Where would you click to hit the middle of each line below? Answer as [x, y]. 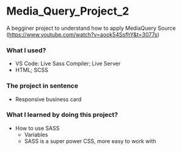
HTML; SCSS [32, 70]
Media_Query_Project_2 [68, 11]
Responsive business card [48, 99]
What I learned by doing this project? [62, 115]
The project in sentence [42, 86]
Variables [36, 135]
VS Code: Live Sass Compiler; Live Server [68, 64]
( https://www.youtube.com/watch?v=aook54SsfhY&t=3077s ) [83, 34]
